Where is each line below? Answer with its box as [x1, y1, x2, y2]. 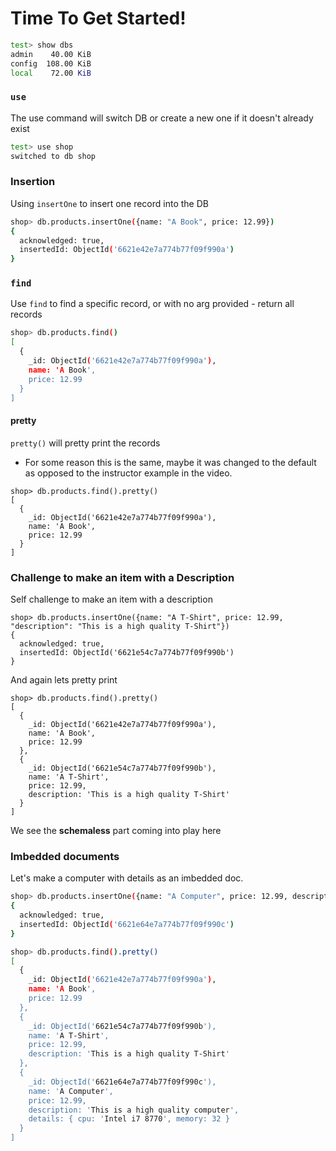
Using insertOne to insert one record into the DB [10, 197, 209, 209]
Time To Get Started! [10, 7, 187, 30]
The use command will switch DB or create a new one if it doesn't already [10, 112, 314, 124]
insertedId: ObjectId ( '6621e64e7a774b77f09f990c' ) [19, 919, 235, 929]
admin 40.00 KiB [10, 49, 92, 59]
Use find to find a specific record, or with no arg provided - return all [10, 298, 295, 310]
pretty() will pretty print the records [10, 437, 161, 449]
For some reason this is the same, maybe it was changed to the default [24, 456, 317, 468]
